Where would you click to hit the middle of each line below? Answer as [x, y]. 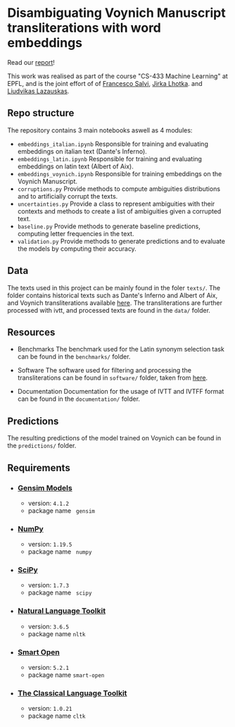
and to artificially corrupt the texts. [68, 196]
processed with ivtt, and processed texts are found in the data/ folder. [109, 310]
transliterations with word [84, 28]
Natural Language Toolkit [62, 611]
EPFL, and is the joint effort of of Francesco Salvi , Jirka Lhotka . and [105, 83]
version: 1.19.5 [50, 545]
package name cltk [57, 716]
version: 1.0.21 [50, 709]
